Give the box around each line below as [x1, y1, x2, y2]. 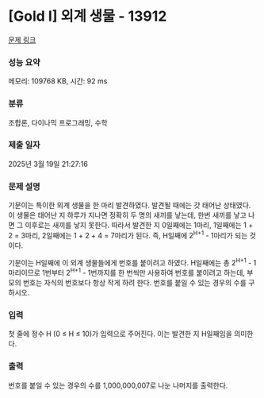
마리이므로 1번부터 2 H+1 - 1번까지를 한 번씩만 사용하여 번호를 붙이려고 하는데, [8, 267, 246, 278]
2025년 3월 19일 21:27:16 [8, 159, 89, 168]
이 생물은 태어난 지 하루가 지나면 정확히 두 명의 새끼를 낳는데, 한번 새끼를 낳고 [8, 211, 247, 220]
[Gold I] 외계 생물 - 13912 [8, 7, 167, 25]
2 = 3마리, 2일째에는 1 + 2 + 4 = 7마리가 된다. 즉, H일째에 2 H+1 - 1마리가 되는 [8, 230, 248, 240]
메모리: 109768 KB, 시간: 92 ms [8, 76, 108, 86]
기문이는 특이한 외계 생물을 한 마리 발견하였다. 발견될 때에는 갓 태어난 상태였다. [8, 200, 251, 211]
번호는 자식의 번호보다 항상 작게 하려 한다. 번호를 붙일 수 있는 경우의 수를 [22, 278, 247, 288]
